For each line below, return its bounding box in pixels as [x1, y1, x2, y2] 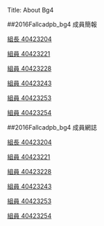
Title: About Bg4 [7, 6, 54, 14]
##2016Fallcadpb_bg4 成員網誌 [7, 123, 97, 131]
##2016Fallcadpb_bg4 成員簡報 [7, 20, 97, 28]
